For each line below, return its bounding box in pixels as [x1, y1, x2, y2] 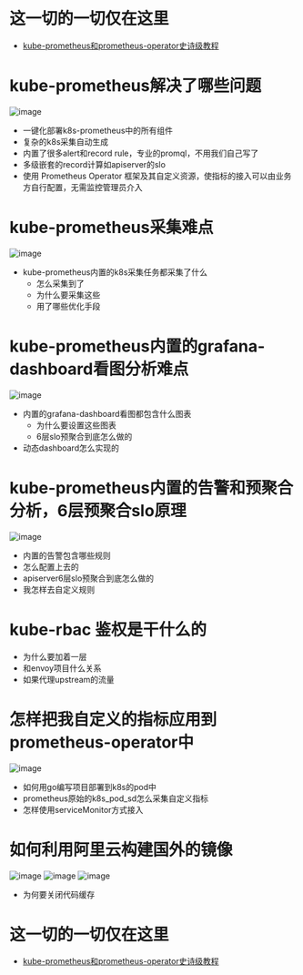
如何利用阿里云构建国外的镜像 [9, 839, 234, 860]
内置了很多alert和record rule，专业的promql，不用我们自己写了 [22, 147, 259, 158]
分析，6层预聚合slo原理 [9, 500, 187, 521]
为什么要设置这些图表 [35, 420, 116, 431]
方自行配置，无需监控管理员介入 [22, 181, 143, 192]
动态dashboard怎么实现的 [22, 442, 120, 453]
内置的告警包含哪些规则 [22, 550, 111, 561]
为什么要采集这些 [35, 289, 101, 300]
